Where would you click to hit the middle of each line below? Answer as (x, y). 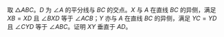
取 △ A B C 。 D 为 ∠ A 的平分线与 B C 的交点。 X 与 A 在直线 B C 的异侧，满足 (112, 10)
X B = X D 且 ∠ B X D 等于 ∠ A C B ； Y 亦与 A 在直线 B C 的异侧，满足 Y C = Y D (112, 18)
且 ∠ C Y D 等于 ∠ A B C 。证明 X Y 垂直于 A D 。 (69, 27)
